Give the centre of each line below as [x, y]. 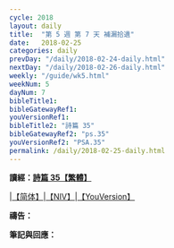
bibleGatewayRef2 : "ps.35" [59, 134]
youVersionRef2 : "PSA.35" [57, 142]
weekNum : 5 [29, 84]
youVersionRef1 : [39, 117]
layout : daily [36, 26]
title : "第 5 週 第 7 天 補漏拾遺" [72, 34]
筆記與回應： [33, 235]
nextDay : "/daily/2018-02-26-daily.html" [87, 68]
